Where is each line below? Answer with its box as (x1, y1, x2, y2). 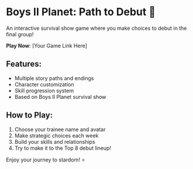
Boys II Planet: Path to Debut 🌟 (6, 5, 156, 19)
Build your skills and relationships (14, 138, 95, 145)
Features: (6, 59, 42, 69)
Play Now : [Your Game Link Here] (6, 42, 88, 49)
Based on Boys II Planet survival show (14, 93, 106, 100)
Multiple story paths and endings (14, 74, 94, 81)
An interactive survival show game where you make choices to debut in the (6, 25, 187, 32)
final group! (6, 30, 34, 37)
